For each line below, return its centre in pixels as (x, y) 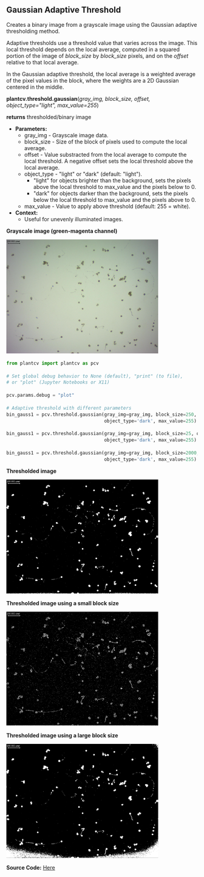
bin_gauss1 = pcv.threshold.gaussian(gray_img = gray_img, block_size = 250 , (102, 414)
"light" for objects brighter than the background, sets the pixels (112, 180)
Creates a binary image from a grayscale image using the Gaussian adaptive (102, 24)
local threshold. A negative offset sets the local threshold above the (108, 161)
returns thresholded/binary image (49, 117)
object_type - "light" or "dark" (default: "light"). (83, 174)
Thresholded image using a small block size (63, 603)
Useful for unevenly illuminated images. (73, 219)
